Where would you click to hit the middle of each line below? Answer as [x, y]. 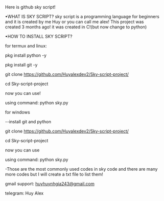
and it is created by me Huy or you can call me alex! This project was [75, 22]
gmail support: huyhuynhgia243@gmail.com [50, 184]
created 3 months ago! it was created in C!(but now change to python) [76, 27]
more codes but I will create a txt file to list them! [54, 174]
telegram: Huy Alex [24, 193]
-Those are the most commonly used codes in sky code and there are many [82, 169]
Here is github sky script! [30, 7]
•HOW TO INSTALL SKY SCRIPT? [39, 36]
